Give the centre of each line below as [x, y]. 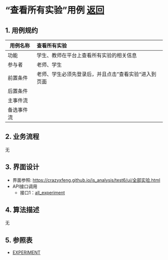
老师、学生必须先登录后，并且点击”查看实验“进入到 [96, 74]
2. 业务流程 [22, 137]
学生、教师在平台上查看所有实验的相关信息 [87, 55]
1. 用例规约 [22, 30]
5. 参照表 [19, 240]
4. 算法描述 [22, 210]
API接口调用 [25, 186]
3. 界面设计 [22, 167]
